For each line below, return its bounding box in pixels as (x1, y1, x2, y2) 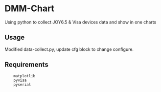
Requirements (4, 61, 48, 69)
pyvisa (13, 78, 27, 83)
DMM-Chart (4, 3, 55, 14)
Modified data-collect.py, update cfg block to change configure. (4, 46, 134, 52)
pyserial (13, 82, 31, 87)
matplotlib (13, 73, 36, 78)
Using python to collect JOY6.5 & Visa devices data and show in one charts (4, 19, 157, 25)
